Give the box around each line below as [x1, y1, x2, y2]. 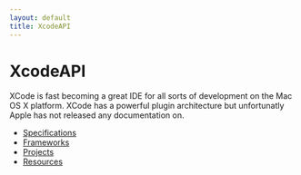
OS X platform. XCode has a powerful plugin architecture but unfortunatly [9, 101, 285, 112]
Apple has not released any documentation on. [9, 110, 185, 121]
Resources [22, 156, 64, 168]
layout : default [9, 13, 71, 23]
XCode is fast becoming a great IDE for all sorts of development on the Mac [9, 91, 293, 102]
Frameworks [22, 137, 70, 148]
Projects [22, 147, 55, 158]
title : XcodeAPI [9, 22, 71, 31]
